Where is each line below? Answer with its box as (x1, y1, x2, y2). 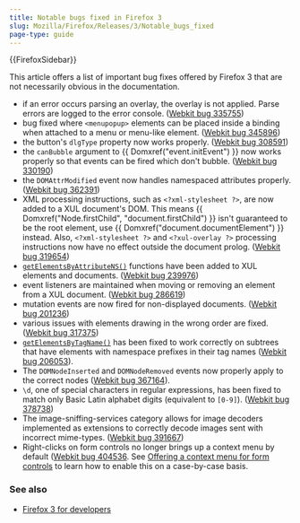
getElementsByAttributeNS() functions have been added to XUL (21, 261, 258, 272)
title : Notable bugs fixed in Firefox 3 (9, 13, 163, 22)
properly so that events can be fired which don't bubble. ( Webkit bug (21, 156, 278, 167)
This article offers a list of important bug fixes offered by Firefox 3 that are (9, 72, 283, 83)
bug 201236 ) (21, 309, 70, 319)
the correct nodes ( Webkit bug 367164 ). (21, 375, 170, 386)
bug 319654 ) (21, 251, 70, 262)
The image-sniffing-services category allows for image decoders (21, 414, 263, 424)
